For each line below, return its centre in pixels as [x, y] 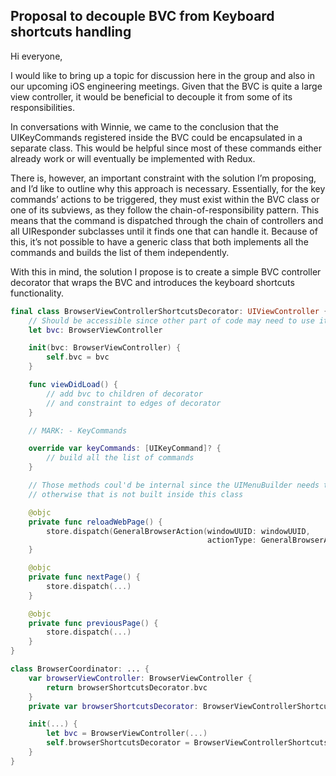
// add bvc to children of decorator [124, 394]
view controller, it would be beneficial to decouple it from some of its [151, 96]
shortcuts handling [71, 32]
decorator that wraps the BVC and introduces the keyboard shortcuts [152, 282]
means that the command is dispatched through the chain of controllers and [167, 220]
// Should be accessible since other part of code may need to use [171, 320]
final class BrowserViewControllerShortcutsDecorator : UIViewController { [169, 311]
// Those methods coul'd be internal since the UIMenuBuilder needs [174, 485]
